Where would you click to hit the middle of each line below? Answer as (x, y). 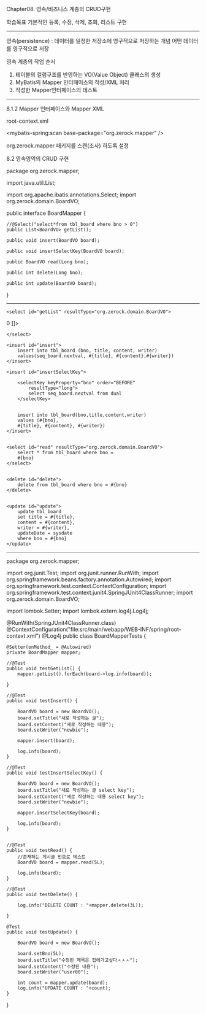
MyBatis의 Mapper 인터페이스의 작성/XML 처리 (72, 82)
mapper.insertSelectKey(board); (59, 813)
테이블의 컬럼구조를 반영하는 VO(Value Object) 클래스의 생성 (88, 75)
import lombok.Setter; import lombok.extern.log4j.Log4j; (78, 611)
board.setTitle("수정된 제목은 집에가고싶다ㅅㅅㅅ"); (78, 960)
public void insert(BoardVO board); (53, 241)
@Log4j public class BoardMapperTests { (94, 636)
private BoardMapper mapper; (44, 652)
